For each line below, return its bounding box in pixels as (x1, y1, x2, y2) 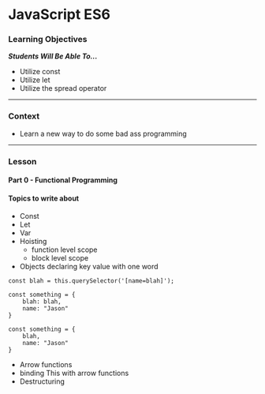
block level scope (31, 253, 89, 262)
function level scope (31, 245, 98, 254)
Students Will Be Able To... (8, 51, 98, 61)
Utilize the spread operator (19, 84, 107, 93)
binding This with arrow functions (19, 368, 129, 377)
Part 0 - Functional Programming (8, 175, 118, 185)
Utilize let (19, 75, 50, 84)
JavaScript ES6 (8, 6, 110, 24)
